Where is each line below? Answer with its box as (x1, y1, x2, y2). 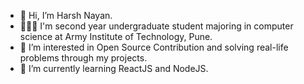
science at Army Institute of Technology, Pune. (19, 31, 213, 42)
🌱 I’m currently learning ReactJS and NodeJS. (19, 63, 209, 74)
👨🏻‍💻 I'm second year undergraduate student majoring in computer (19, 20, 294, 32)
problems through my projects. (19, 52, 148, 64)
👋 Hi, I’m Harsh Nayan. (19, 10, 113, 21)
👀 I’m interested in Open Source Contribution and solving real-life (19, 41, 289, 53)
